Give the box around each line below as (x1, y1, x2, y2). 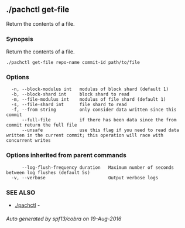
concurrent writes (6, 138, 51, 144)
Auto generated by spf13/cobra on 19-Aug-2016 (6, 215, 122, 222)
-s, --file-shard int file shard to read (11, 102, 127, 108)
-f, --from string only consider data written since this (11, 107, 177, 113)
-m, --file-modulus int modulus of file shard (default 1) (11, 97, 166, 103)
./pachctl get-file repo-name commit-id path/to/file (6, 60, 141, 66)
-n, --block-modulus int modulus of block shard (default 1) (11, 86, 169, 93)
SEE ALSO (6, 188, 36, 196)
